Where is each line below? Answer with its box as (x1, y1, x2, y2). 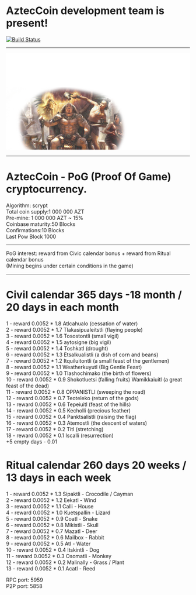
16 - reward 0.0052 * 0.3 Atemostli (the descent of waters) (6, 419, 148, 427)
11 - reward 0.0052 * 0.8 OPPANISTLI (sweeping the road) (6, 388, 146, 395)
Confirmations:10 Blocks (6, 227, 65, 234)
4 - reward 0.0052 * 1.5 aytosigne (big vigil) (6, 339, 112, 346)
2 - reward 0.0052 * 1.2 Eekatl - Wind (6, 497, 96, 504)
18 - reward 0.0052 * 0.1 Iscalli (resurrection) (6, 432, 114, 439)
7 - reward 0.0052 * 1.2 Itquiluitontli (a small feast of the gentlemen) (6, 357, 170, 364)
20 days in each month (6, 301, 120, 314)
